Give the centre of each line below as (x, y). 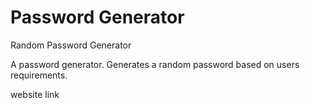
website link (35, 94)
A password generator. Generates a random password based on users (155, 64)
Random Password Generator (71, 45)
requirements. (39, 75)
